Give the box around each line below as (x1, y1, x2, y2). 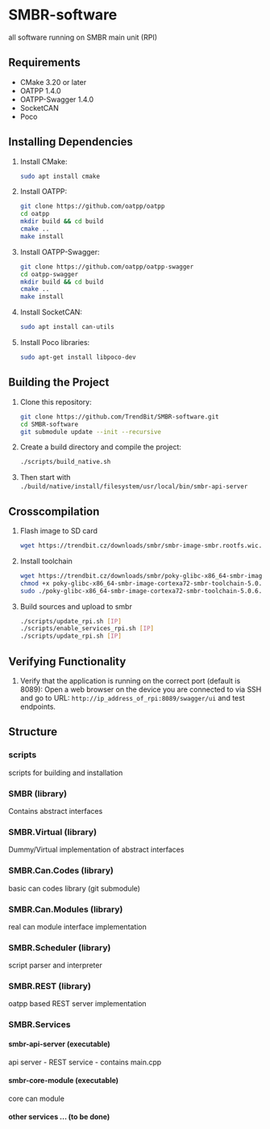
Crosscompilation (8, 504, 100, 518)
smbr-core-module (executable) (8, 1076, 119, 1085)
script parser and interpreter (8, 960, 102, 971)
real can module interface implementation (8, 921, 147, 931)
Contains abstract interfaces (8, 806, 103, 815)
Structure (8, 725, 58, 739)
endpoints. (19, 701, 56, 711)
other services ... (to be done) (8, 1112, 110, 1122)
